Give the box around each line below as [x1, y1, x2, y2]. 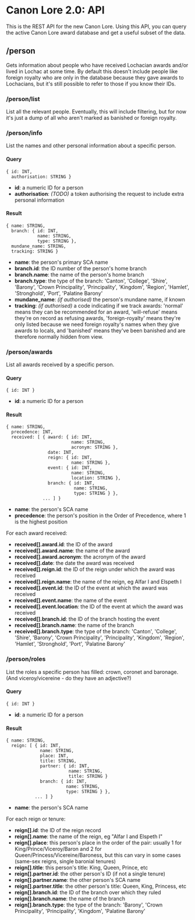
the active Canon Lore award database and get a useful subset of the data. [6, 29, 186, 36]
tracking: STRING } [11, 248, 59, 254]
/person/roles [6, 655, 46, 663]
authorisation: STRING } [11, 174, 72, 180]
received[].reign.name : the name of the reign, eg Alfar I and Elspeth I [14, 578, 182, 585]
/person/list [6, 95, 40, 103]
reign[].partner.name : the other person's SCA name [14, 877, 141, 884]
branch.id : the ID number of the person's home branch [14, 264, 147, 272]
